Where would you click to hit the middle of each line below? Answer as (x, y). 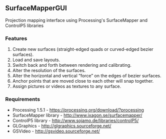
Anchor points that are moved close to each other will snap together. (83, 81)
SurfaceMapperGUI (36, 8)
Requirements (23, 99)
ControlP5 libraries (24, 25)
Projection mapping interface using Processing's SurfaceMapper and (76, 20)
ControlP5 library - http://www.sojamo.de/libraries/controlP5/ (75, 121)
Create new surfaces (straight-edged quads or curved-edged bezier (83, 49)
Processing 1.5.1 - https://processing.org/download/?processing (78, 110)
